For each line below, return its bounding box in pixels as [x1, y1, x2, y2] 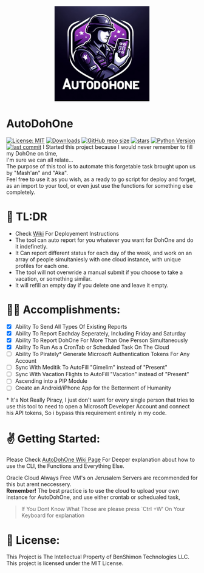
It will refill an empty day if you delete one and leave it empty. [15, 281, 169, 289]
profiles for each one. [15, 262, 69, 269]
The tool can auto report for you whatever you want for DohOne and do [15, 236, 194, 244]
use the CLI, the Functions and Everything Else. [6, 462, 124, 470]
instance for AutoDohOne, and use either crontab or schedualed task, [6, 493, 180, 501]
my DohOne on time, [6, 149, 58, 157]
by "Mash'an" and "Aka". [6, 169, 69, 176]
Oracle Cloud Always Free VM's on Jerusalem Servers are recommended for [6, 474, 198, 482]
